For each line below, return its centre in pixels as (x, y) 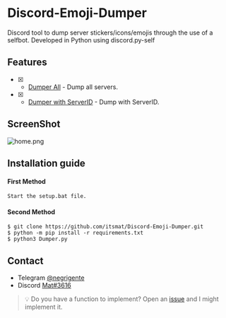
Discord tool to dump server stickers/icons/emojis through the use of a (110, 33)
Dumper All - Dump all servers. (73, 87)
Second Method (31, 212)
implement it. (43, 307)
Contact (25, 260)
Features (27, 63)
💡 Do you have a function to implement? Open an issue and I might (121, 299)
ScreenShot (34, 124)
